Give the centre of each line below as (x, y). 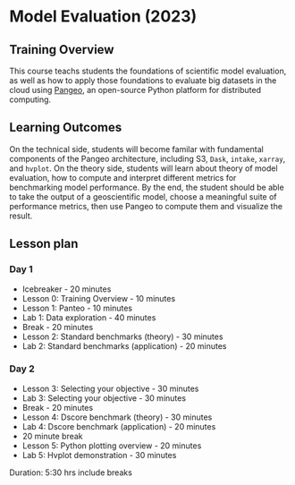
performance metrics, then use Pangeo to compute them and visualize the (146, 206)
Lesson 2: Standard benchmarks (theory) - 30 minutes (122, 336)
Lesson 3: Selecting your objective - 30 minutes (110, 388)
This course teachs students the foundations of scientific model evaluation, (148, 71)
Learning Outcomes (66, 128)
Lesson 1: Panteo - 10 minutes (77, 308)
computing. (30, 99)
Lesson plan (44, 244)
